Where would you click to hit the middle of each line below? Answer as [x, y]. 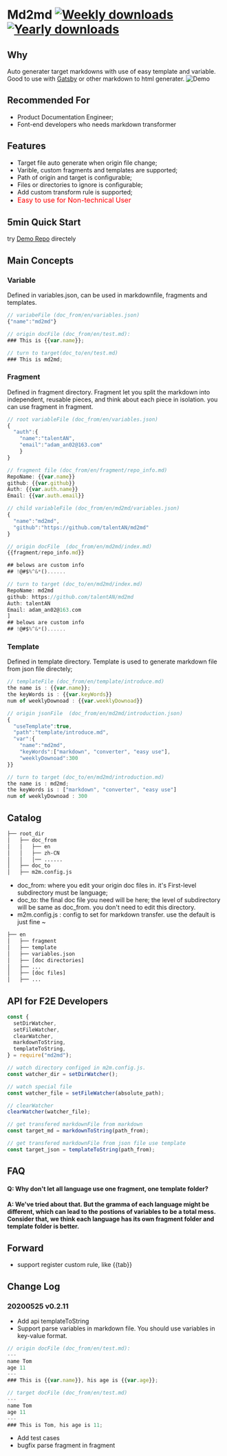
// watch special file [40, 1086]
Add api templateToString [53, 1321]
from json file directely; [40, 669]
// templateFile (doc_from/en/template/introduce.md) [86, 682]
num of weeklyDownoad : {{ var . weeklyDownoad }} [75, 701]
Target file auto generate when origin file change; [87, 163]
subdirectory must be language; [62, 892]
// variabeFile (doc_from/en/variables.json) [73, 315]
